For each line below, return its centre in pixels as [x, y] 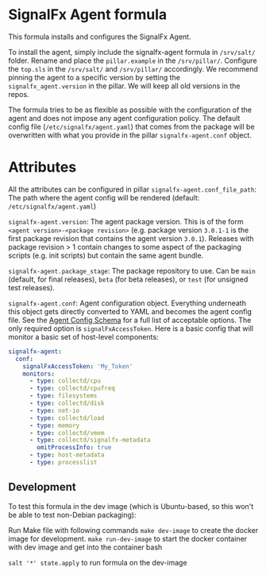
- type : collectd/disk [67, 403]
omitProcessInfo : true [74, 448]
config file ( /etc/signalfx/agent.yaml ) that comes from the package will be [132, 126]
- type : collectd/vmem [67, 433]
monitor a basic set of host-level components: [83, 336]
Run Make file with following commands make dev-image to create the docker [133, 530]
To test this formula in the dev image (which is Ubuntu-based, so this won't [131, 506]
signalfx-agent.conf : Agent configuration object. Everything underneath [127, 303]
